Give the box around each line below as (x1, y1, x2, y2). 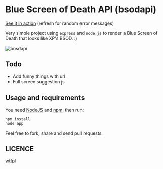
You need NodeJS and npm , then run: (5, 107, 84, 113)
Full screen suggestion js (12, 78, 65, 85)
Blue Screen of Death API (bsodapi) (5, 4, 157, 15)
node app (5, 121, 24, 126)
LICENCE (5, 144, 34, 153)
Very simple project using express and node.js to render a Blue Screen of (5, 30, 158, 36)
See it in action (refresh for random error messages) (5, 20, 114, 26)
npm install (5, 116, 30, 122)
